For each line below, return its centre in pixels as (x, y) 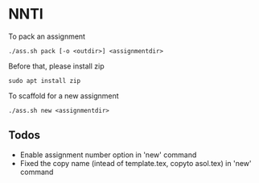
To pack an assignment (47, 36)
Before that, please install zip (56, 66)
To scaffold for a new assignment (64, 96)
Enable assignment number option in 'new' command (108, 155)
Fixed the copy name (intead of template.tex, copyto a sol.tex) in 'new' (136, 163)
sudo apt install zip (45, 81)
